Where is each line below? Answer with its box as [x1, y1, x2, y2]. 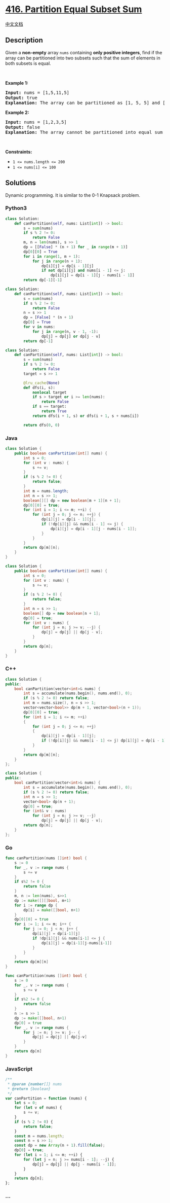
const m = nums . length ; [14, 1134, 65, 1139]
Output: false [5, 124, 40, 130]
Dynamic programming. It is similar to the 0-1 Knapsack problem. [5, 192, 141, 198]
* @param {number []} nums [7, 1081, 62, 1086]
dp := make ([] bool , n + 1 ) [14, 1015, 67, 1020]
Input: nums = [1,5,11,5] [5, 90, 70, 95]
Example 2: [5, 109, 29, 115]
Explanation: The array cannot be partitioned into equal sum [5, 129, 163, 135]
